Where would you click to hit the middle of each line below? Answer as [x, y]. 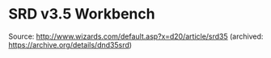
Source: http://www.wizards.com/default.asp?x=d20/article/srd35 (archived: [136, 36]
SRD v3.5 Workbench [82, 14]
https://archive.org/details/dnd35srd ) [70, 44]
